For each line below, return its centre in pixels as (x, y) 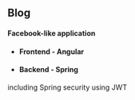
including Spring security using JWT (67, 87)
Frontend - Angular (52, 52)
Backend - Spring (49, 70)
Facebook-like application (52, 33)
